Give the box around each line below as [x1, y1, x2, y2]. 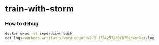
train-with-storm [5, 3, 74, 14]
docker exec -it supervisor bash [5, 31, 72, 36]
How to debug [5, 21, 39, 27]
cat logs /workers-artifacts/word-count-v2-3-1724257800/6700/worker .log [5, 36, 155, 41]
